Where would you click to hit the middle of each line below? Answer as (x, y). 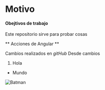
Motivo (20, 9)
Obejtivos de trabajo (27, 23)
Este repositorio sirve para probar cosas (46, 34)
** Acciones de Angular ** (32, 44)
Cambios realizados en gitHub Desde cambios (53, 54)
